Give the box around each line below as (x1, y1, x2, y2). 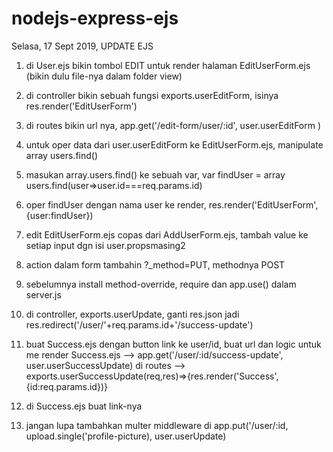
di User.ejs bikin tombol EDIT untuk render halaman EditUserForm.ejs (25, 59, 311, 71)
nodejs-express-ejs (11, 7, 179, 30)
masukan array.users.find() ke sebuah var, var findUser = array (25, 168, 286, 181)
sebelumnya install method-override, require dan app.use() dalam (25, 278, 297, 290)
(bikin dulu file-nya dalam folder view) (25, 70, 183, 82)
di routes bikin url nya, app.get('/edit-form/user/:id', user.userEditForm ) (25, 119, 322, 131)
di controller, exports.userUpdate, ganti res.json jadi (25, 308, 240, 320)
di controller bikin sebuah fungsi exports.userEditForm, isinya (25, 89, 279, 101)
